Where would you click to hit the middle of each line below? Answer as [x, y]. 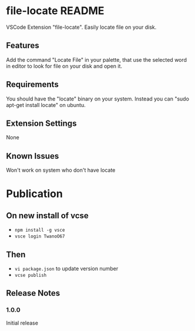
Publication [34, 194]
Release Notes [33, 293]
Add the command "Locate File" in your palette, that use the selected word [96, 59]
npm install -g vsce [40, 230]
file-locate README [55, 11]
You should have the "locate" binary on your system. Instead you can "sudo [98, 99]
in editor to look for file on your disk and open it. [64, 66]
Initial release [22, 323]
